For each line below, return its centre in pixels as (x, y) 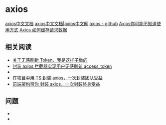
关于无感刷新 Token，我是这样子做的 (50, 60)
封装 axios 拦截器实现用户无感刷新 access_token (62, 66)
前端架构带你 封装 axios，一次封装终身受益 (56, 84)
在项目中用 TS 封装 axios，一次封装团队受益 (58, 78)
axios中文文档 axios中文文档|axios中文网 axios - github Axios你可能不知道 (81, 23)
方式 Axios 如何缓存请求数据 (38, 30)
